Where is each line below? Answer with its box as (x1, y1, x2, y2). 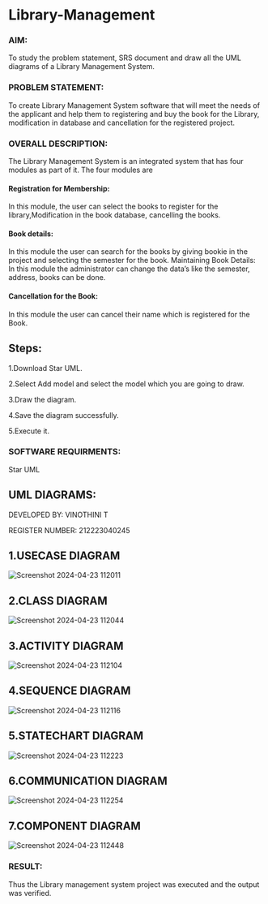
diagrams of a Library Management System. (8, 62, 155, 71)
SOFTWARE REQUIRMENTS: (8, 446, 121, 458)
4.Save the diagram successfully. (8, 410, 119, 420)
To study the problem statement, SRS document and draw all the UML (8, 53, 241, 62)
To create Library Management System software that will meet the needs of (8, 100, 261, 110)
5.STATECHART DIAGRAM (8, 729, 144, 743)
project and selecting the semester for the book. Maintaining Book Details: (8, 256, 257, 265)
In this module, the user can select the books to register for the (8, 201, 219, 212)
